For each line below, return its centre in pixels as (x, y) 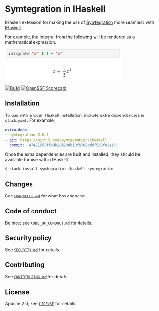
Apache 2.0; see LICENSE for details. (41, 304)
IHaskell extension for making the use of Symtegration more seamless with (79, 22)
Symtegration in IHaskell (55, 9)
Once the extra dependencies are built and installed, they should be (73, 154)
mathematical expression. (31, 42)
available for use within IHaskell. (37, 160)
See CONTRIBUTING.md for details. (37, 277)
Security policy (28, 238)
